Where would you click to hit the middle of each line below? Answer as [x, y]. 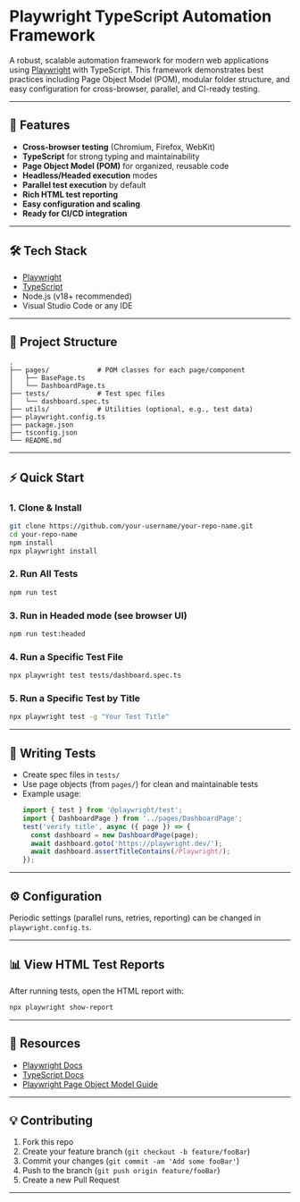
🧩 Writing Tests [53, 753]
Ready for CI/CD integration [75, 213]
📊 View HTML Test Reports [87, 965]
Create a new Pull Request [71, 1180]
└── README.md [36, 441]
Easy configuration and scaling [81, 204]
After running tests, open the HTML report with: [97, 991]
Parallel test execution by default [84, 184]
